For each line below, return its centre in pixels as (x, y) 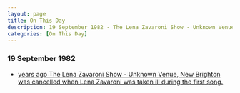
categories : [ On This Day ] (47, 34)
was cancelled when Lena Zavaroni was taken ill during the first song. (120, 82)
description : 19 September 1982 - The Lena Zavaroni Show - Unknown (111, 27)
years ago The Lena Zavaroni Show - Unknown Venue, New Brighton (119, 74)
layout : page (27, 14)
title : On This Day (36, 21)
